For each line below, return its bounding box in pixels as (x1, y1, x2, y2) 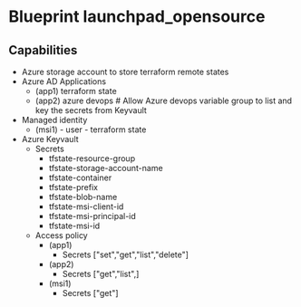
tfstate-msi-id (48, 220, 101, 231)
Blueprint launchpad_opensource (8, 6, 266, 27)
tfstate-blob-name (48, 192, 118, 202)
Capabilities (8, 43, 78, 58)
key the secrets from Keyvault (34, 105, 147, 115)
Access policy (34, 230, 88, 241)
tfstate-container (48, 172, 112, 183)
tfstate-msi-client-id (48, 201, 124, 212)
